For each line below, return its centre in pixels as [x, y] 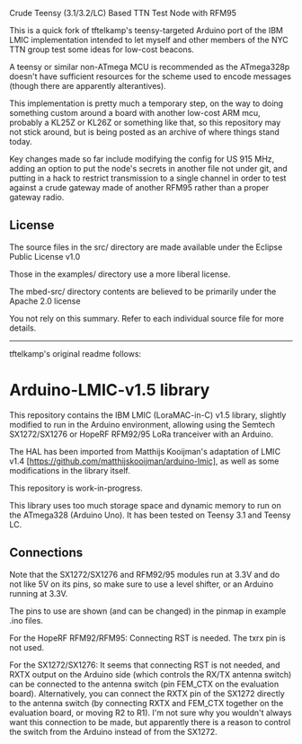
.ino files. [26, 620]
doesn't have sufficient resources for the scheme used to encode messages [151, 76]
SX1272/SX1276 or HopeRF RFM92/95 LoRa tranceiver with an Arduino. [142, 434]
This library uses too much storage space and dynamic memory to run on [145, 505]
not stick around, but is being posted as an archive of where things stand [145, 132]
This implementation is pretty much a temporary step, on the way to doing [147, 103]
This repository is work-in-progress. [76, 488]
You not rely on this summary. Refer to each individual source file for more [147, 318]
